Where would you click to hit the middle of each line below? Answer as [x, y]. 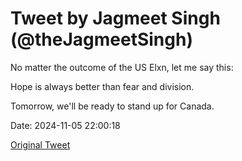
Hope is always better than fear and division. [102, 86]
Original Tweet [40, 144]
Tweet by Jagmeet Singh [115, 18]
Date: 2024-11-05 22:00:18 [65, 125]
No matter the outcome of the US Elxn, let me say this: [122, 67]
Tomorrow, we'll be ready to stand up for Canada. [112, 106]
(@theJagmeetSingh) [101, 39]
